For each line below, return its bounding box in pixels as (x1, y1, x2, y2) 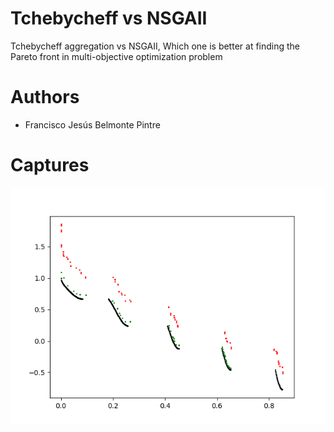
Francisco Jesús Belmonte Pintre (24, 118, 161, 131)
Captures (10, 154, 90, 177)
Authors (10, 86, 80, 109)
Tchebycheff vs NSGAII (10, 7, 208, 30)
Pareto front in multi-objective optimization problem (10, 50, 223, 62)
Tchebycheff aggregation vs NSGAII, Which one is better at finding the (10, 40, 301, 52)
